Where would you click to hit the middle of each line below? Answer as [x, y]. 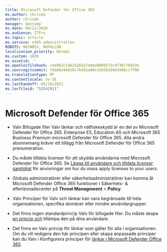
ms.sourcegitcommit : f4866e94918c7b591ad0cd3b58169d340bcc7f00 [72, 70]
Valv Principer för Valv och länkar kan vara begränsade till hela [77, 199]
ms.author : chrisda [25, 14]
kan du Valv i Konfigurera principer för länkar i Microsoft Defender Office [87, 239]
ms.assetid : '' [21, 61]
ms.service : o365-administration [40, 42]
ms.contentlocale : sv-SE [31, 79]
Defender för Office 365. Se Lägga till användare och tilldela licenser [83, 163]
